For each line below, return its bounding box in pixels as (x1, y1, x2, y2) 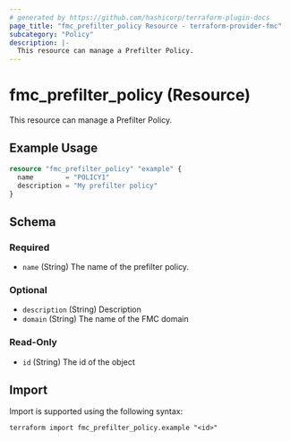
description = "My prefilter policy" (17, 181, 158, 190)
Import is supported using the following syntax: (9, 406, 183, 417)
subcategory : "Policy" (9, 30, 94, 39)
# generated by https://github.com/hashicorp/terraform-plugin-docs (9, 13, 270, 22)
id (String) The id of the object (21, 356, 136, 367)
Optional (9, 283, 47, 296)
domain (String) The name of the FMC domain (21, 314, 190, 324)
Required (9, 241, 50, 254)
